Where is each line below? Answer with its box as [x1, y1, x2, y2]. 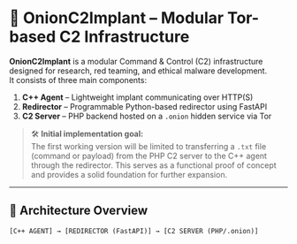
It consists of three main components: [9, 74, 148, 85]
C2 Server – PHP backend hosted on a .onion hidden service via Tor [21, 111, 272, 121]
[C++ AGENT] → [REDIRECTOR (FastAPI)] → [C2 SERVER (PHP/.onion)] [9, 226, 259, 235]
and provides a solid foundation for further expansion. [30, 169, 228, 179]
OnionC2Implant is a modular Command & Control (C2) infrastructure [9, 56, 263, 66]
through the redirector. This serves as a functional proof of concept [30, 159, 277, 171]
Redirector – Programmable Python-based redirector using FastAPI [21, 101, 268, 111]
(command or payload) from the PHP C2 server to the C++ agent [30, 150, 268, 161]
